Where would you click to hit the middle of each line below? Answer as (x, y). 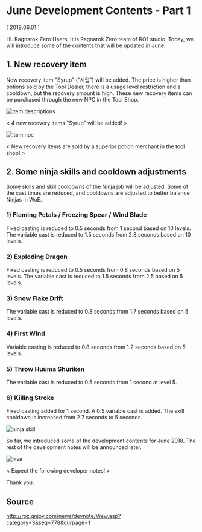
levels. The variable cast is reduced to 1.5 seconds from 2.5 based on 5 (95, 277)
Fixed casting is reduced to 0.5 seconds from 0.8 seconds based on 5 (93, 270)
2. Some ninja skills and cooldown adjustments (96, 172)
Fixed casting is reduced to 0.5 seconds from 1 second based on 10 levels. (99, 228)
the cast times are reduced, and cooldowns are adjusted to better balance (98, 193)
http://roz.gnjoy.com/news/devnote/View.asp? (64, 516)
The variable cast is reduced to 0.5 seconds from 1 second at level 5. (92, 383)
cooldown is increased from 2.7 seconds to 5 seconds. (74, 418)
